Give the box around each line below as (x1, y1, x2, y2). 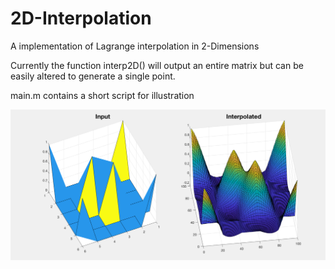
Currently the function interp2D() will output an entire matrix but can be (10, 59, 304, 71)
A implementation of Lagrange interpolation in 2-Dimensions (10, 40, 260, 52)
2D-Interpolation (10, 7, 152, 30)
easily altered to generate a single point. (10, 70, 176, 82)
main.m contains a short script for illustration (10, 89, 195, 101)
